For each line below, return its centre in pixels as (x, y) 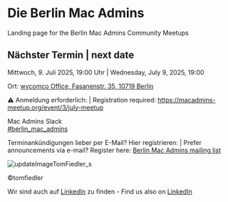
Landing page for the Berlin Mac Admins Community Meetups (98, 33)
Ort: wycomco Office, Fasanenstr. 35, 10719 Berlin (81, 86)
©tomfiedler (26, 177)
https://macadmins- (187, 100)
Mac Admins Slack (35, 121)
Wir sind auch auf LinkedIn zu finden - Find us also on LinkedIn (100, 191)
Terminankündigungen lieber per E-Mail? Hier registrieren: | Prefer (104, 142)
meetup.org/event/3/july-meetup (56, 107)
